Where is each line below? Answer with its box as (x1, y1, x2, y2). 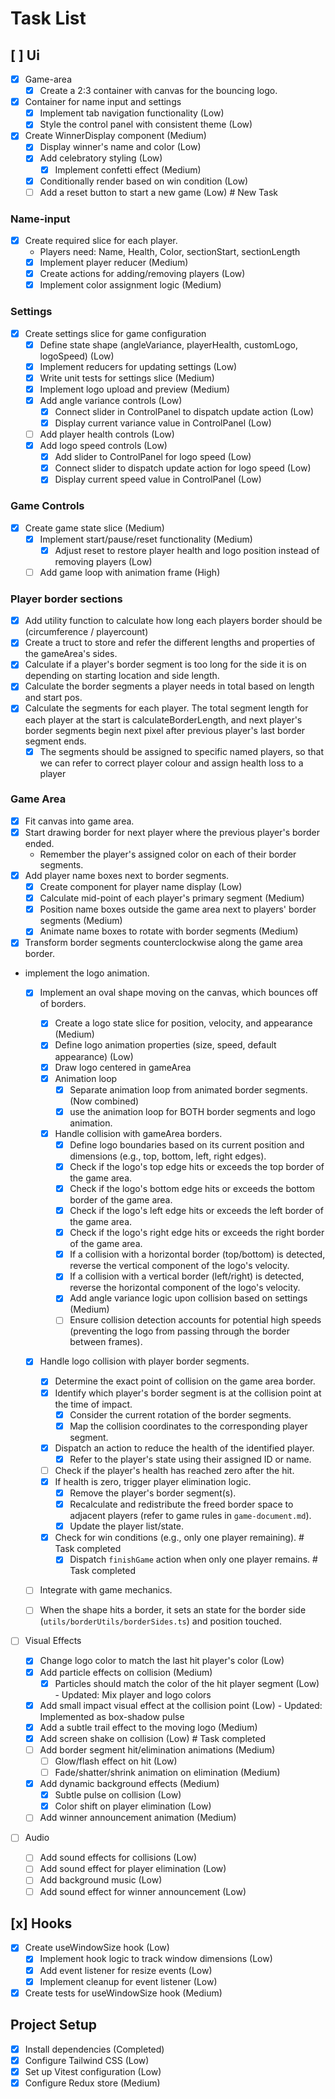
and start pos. (24, 692, 83, 704)
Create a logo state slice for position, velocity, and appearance (54, 1017, 313, 1029)
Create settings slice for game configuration (24, 327, 207, 339)
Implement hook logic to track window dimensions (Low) (39, 1953, 273, 1965)
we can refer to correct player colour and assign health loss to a (39, 757, 304, 769)
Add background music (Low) (39, 1874, 163, 1886)
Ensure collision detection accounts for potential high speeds (69, 1314, 322, 1326)
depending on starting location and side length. (24, 670, 220, 682)
